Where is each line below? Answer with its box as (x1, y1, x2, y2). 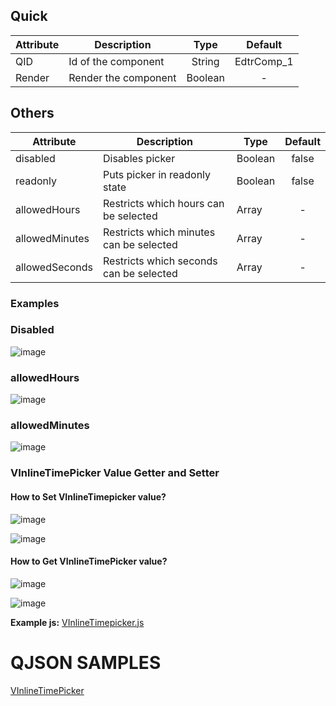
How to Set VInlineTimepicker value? (10, 490, 167, 503)
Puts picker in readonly (103, 167, 212, 181)
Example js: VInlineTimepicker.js (10, 616, 145, 628)
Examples (10, 296, 60, 310)
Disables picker (103, 151, 176, 165)
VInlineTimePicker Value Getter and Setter (10, 466, 220, 480)
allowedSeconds (15, 260, 93, 274)
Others (10, 105, 55, 122)
